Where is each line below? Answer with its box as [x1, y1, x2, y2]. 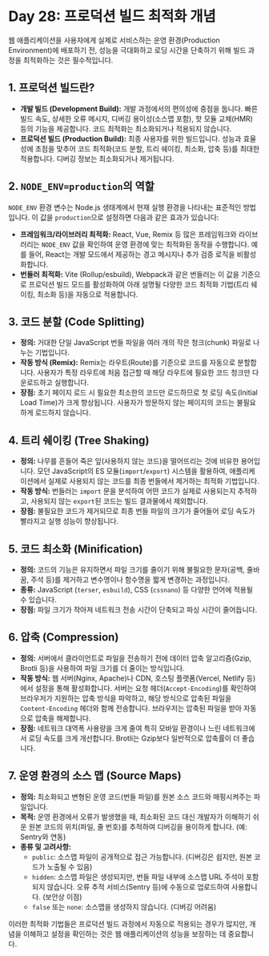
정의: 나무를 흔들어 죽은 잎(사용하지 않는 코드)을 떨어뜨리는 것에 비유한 [19, 456, 239, 466]
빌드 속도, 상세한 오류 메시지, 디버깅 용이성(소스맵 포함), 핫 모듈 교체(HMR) [19, 114, 254, 123]
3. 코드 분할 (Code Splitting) [8, 315, 146, 328]
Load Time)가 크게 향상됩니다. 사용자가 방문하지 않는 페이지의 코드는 [19, 398, 235, 408]
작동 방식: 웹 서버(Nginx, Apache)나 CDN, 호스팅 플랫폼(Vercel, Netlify [19, 673, 245, 683]
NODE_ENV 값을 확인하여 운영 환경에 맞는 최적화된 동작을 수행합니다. [41, 239, 250, 249]
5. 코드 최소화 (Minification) [8, 542, 143, 556]
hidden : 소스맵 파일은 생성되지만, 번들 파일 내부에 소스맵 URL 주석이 [31, 872, 244, 882]
